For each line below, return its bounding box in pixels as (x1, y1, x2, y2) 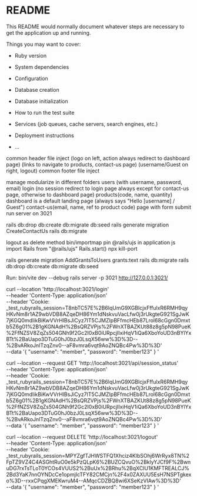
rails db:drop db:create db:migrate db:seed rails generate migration (6, 221, 169, 228)
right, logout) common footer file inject (6, 167, 100, 174)
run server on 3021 (6, 209, 52, 217)
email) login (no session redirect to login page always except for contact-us (6, 185, 189, 192)
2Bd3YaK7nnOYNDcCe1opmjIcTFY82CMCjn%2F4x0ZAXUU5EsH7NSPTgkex (6, 471, 192, 478)
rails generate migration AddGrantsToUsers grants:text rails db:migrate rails (6, 257, 189, 264)
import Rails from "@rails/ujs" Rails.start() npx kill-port (6, 245, 138, 252)
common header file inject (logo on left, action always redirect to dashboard (6, 154, 190, 162)
